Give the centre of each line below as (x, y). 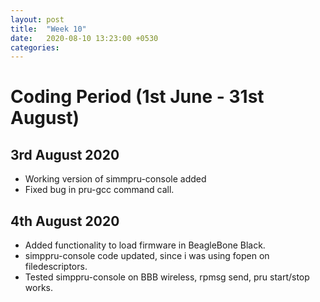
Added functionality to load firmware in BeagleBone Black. (145, 245)
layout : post (37, 19)
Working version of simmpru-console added (115, 179)
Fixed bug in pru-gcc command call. (99, 190)
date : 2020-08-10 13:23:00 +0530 (84, 38)
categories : (35, 47)
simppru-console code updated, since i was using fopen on (147, 256)
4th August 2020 (65, 221)
